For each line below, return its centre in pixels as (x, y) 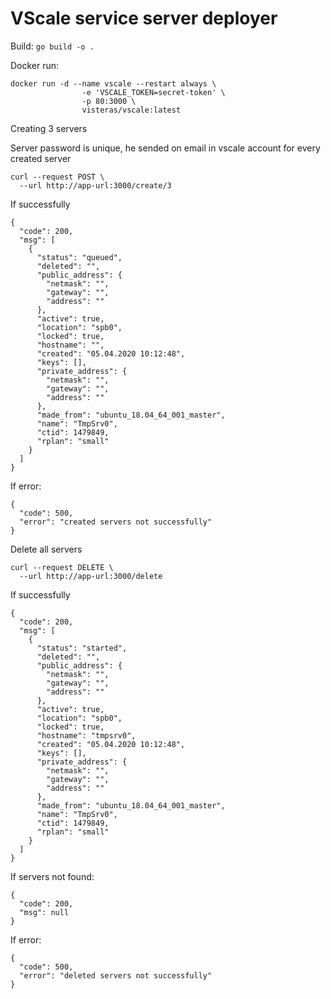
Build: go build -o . (52, 46)
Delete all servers (46, 549)
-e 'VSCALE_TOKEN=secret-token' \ (153, 92)
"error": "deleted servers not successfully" (116, 975)
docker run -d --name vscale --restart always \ (113, 83)
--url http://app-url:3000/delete (91, 576)
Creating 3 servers (49, 128)
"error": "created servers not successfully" (116, 522)
